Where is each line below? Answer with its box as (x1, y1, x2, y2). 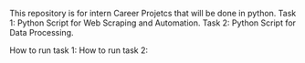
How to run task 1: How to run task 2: (9, 45, 149, 56)
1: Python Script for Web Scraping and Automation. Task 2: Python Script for (9, 17, 297, 28)
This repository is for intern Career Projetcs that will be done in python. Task (9, 8, 297, 18)
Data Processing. (9, 27, 75, 37)
